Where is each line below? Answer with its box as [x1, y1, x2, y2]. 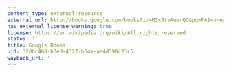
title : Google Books [7, 42, 67, 49]
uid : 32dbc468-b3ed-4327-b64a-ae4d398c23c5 [7, 49, 134, 56]
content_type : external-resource [7, 10, 103, 17]
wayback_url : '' [7, 55, 54, 62]
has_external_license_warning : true [7, 23, 112, 29]
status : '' [7, 36, 38, 43]
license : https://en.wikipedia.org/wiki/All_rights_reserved [7, 29, 186, 36]
